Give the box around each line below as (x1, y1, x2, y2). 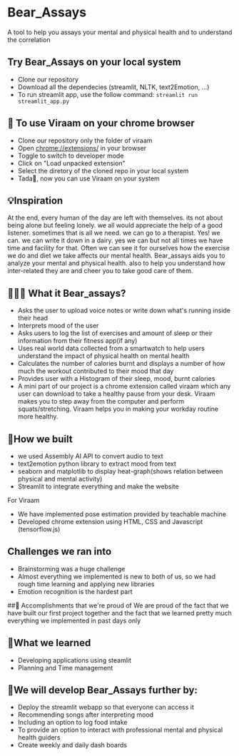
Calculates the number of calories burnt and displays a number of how (17, 359, 225, 368)
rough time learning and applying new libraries (17, 579, 155, 588)
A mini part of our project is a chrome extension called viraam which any (17, 382, 231, 391)
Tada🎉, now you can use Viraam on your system (17, 174, 161, 183)
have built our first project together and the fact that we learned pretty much (7, 608, 232, 617)
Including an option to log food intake (17, 718, 128, 727)
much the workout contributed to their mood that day (17, 367, 174, 375)
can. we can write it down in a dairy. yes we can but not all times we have (7, 236, 223, 245)
